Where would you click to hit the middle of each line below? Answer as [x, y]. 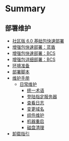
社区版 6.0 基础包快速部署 [38, 41]
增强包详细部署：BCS [34, 59]
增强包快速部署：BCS [34, 53]
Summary [25, 9]
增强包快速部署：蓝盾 [34, 47]
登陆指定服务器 [42, 96]
